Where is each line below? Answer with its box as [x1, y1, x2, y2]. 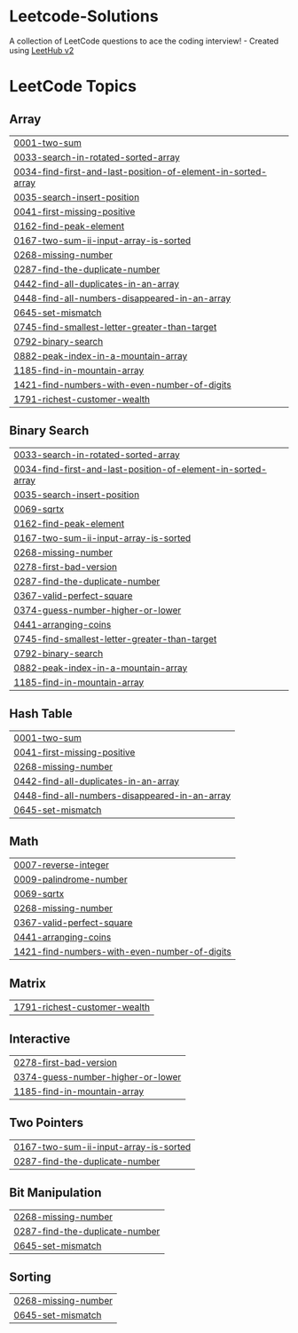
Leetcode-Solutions [9, 6, 159, 27]
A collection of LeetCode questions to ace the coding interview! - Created [9, 36, 279, 46]
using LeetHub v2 [9, 44, 74, 55]
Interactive [9, 1031, 71, 1046]
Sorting [9, 1270, 51, 1285]
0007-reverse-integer [13, 859, 109, 871]
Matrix [9, 975, 46, 991]
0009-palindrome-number [13, 873, 128, 885]
